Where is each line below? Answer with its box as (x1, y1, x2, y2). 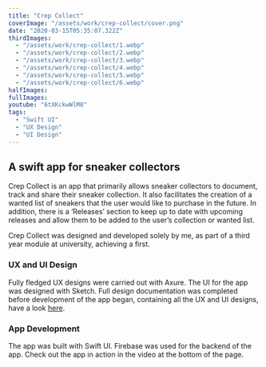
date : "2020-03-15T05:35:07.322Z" (8, 26, 124, 34)
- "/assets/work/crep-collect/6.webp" (15, 78, 145, 86)
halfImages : (8, 86, 48, 94)
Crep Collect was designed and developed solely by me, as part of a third (8, 231, 250, 241)
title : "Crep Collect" (8, 11, 84, 20)
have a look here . (8, 303, 66, 313)
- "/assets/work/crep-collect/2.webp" (15, 49, 145, 57)
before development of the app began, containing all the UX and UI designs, (8, 294, 259, 304)
